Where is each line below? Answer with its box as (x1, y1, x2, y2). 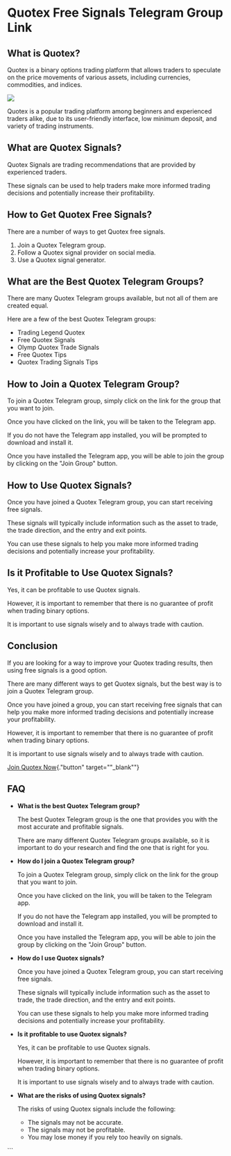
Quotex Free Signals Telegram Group (7, 5, 223, 21)
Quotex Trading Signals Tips (17, 358, 99, 367)
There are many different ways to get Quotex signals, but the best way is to (7, 680, 222, 688)
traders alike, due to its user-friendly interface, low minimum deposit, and (7, 115, 217, 122)
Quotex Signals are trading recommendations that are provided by (7, 160, 196, 168)
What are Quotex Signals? (7, 142, 122, 154)
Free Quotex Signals (17, 336, 76, 344)
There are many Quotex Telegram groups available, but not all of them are (7, 294, 219, 303)
